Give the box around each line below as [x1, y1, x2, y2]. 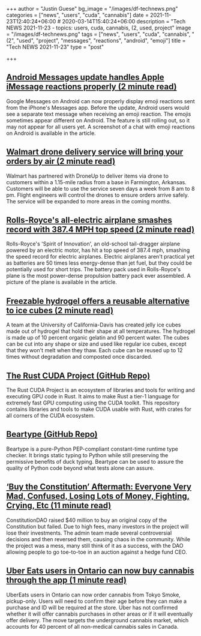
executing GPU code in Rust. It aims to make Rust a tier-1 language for [6, 393, 179, 400]
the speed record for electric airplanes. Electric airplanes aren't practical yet [6, 253, 195, 260]
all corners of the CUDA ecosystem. [6, 412, 95, 419]
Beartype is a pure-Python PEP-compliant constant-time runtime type [6, 445, 178, 452]
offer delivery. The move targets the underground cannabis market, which [6, 616, 189, 623]
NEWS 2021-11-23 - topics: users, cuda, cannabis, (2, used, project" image [6, 24, 191, 31]
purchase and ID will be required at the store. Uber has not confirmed [6, 604, 178, 611]
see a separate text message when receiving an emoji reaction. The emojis [6, 110, 191, 118]
